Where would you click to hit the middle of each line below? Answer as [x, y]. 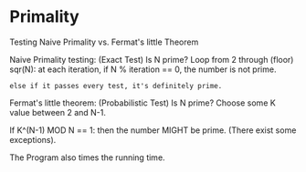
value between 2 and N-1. [58, 112]
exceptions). [33, 139]
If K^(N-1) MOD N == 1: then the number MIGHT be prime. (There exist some [153, 130]
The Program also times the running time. [88, 157]
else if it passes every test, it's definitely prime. [116, 86]
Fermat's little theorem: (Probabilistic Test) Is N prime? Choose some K [142, 103]
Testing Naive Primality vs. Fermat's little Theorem [104, 42]
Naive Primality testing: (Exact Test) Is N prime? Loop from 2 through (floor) [152, 59]
